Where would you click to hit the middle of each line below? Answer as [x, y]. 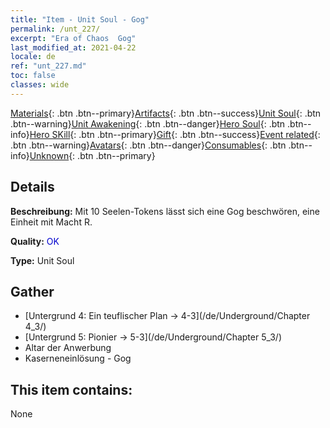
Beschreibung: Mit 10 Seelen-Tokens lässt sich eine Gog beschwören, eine [165, 211]
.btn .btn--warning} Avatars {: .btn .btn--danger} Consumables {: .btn [148, 145]
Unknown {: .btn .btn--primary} [92, 155]
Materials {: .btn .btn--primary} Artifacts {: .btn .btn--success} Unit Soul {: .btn [166, 113]
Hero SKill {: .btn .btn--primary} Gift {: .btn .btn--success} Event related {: [175, 134]
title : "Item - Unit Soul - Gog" [80, 19]
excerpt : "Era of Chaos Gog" [73, 38]
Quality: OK [35, 241]
